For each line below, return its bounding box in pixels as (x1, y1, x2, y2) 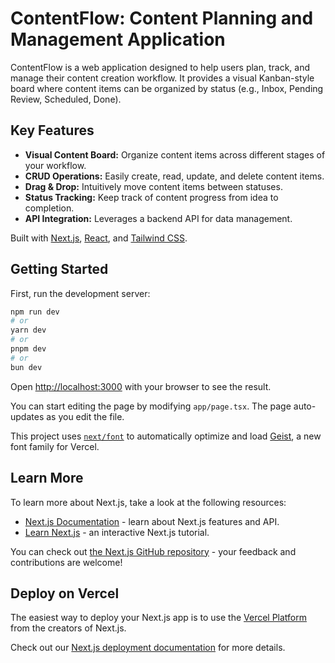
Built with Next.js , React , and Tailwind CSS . (10, 232, 188, 244)
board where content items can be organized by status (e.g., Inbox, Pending (10, 82, 324, 94)
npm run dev (10, 307, 60, 317)
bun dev (10, 362, 43, 372)
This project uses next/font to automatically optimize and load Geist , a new (10, 430, 322, 442)
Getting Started (10, 261, 109, 278)
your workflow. (24, 159, 87, 171)
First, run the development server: (10, 287, 151, 299)
